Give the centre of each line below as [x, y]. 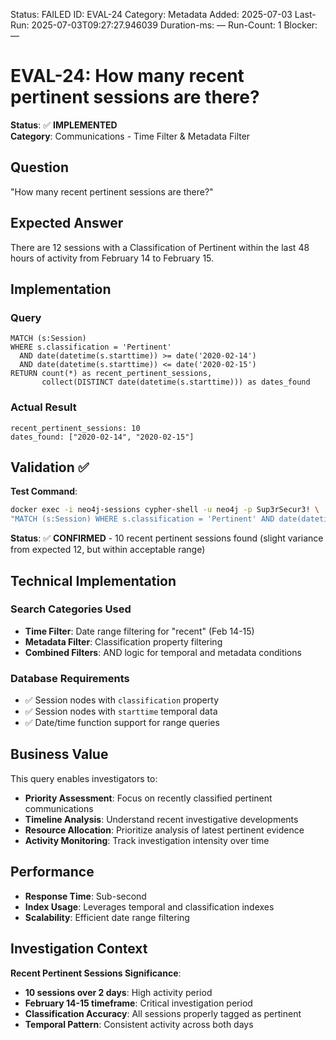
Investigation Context [79, 949]
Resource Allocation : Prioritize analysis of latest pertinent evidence [164, 830]
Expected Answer [67, 223]
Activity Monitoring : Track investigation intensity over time [147, 840]
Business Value [59, 754]
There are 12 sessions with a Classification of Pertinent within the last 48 [160, 247]
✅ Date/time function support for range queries [122, 723]
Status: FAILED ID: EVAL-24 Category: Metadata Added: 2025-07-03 [151, 14]
